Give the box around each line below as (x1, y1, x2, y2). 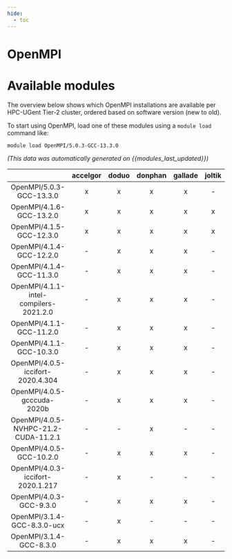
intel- (28, 290, 47, 300)
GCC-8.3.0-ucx (11, 520, 65, 530)
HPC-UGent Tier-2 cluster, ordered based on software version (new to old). (7, 108, 222, 116)
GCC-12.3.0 (17, 231, 59, 240)
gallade (173, 170, 198, 180)
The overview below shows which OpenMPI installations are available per (7, 101, 216, 109)
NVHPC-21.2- (13, 424, 63, 433)
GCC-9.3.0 (19, 500, 57, 510)
